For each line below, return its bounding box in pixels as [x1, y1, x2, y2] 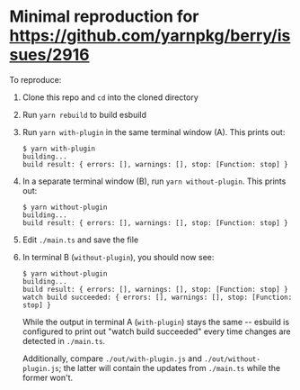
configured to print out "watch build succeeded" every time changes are [22, 326, 291, 337]
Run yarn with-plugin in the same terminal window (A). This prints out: [22, 126, 286, 137]
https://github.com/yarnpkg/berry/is [9, 25, 291, 46]
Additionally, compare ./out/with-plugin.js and [22, 353, 202, 364]
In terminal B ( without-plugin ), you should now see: [22, 251, 215, 262]
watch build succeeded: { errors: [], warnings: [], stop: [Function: [22, 293, 293, 302]
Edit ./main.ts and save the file [22, 234, 139, 245]
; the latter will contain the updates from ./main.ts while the [58, 362, 281, 373]
